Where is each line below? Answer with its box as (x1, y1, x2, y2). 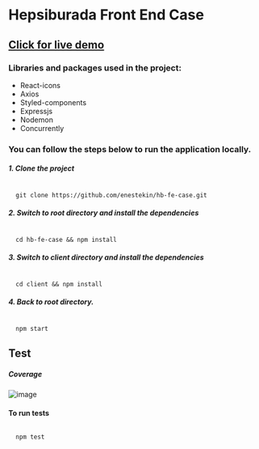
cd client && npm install (15, 280, 103, 288)
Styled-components (19, 97, 87, 107)
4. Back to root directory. (8, 297, 94, 307)
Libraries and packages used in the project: (8, 62, 182, 74)
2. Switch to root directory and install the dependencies (8, 208, 199, 218)
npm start (15, 324, 48, 333)
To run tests (8, 408, 50, 417)
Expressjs (19, 106, 53, 116)
